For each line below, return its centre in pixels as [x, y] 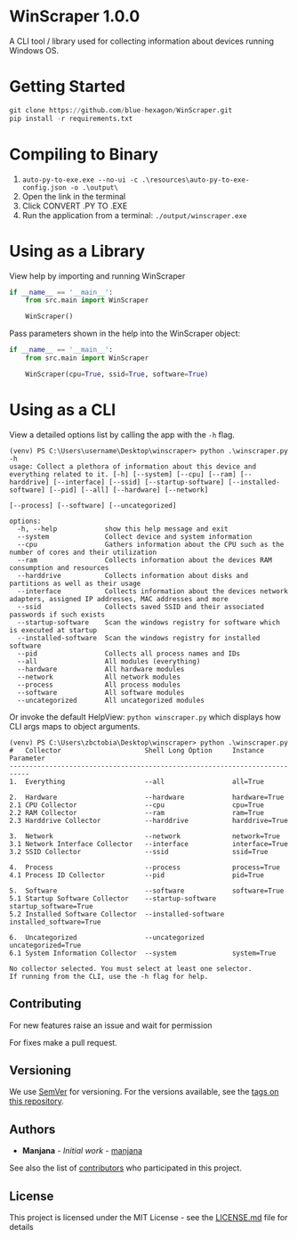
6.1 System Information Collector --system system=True [143, 953]
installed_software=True [55, 922]
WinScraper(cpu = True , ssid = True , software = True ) [117, 374]
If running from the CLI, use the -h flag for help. [109, 976]
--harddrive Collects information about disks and [133, 575]
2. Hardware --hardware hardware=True [147, 797]
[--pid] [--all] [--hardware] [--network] [128, 490]
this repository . [37, 1101]
